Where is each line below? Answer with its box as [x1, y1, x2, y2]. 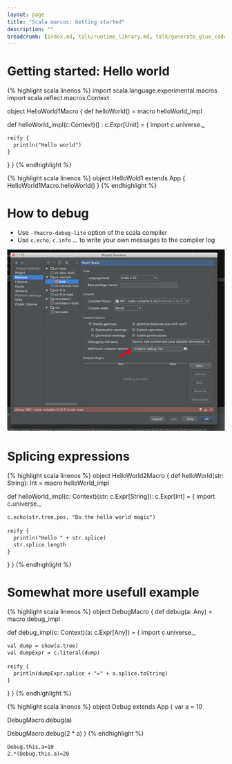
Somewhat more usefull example [7, 584, 200, 600]
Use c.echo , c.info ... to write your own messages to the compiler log [17, 236, 215, 245]
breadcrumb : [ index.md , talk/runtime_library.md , [7, 33, 153, 40]
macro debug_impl [7, 615, 61, 623]
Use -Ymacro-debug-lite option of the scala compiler [17, 229, 168, 237]
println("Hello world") [13, 142, 81, 149]
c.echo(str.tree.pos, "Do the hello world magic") [7, 514, 156, 521]
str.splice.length [13, 542, 67, 548]
